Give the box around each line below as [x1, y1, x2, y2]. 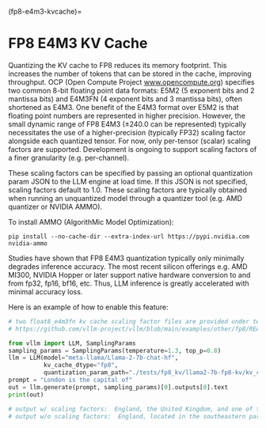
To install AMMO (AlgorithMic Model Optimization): [8, 217, 174, 226]
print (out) [8, 391, 44, 399]
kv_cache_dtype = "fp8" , [43, 362, 119, 369]
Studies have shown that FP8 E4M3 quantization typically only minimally [8, 253, 245, 263]
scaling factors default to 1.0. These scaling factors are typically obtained [8, 185, 248, 195]
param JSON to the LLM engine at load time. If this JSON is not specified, [8, 176, 248, 186]
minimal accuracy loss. [8, 286, 83, 296]
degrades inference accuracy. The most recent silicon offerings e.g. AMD [8, 261, 248, 271]
